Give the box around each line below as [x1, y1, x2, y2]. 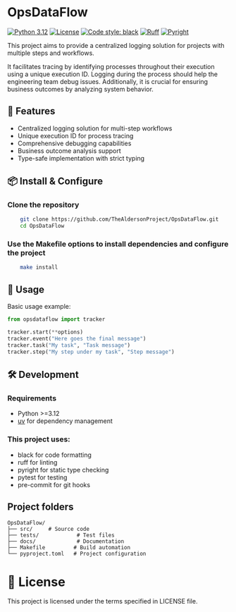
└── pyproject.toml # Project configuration [7, 551, 147, 558]
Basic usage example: [7, 302, 71, 311]
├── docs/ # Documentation [7, 538, 125, 545]
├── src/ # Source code [7, 526, 90, 533]
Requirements [7, 393, 57, 403]
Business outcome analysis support [17, 146, 121, 155]
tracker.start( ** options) [7, 329, 83, 336]
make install [20, 264, 58, 271]
